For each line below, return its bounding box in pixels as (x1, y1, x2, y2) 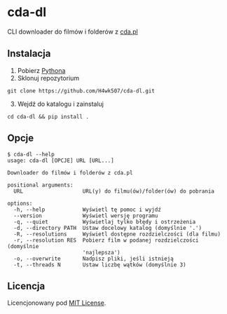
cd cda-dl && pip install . (7, 113, 90, 120)
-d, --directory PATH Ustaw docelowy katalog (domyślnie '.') (13, 224, 202, 231)
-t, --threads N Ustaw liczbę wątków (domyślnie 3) (13, 261, 187, 268)
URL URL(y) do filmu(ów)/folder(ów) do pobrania (13, 187, 215, 195)
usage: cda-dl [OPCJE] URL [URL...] (7, 157, 114, 164)
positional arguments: (7, 182, 74, 189)
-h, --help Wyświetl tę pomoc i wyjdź (13, 206, 161, 213)
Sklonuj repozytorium (17, 74, 80, 82)
